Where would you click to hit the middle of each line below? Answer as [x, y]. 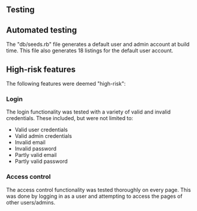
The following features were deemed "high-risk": [66, 84]
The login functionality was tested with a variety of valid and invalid [88, 112]
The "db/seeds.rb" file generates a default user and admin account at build [98, 45]
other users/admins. [31, 202]
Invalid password [36, 149]
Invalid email [30, 143]
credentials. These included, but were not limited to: [70, 118]
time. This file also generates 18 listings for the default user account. [90, 51]
